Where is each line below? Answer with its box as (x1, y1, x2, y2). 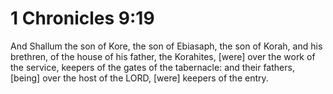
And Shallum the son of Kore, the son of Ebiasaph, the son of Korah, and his (10, 40, 323, 52)
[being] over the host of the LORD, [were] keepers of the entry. (10, 72, 269, 84)
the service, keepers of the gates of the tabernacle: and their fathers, (10, 61, 295, 73)
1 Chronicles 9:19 (10, 7, 155, 30)
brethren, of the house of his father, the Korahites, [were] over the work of (10, 50, 316, 62)
